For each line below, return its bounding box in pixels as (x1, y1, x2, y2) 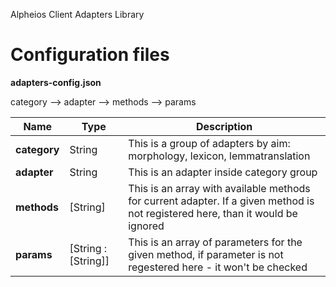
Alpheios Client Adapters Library (10, 9, 145, 20)
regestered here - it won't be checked (128, 260, 308, 274)
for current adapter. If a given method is (128, 194, 315, 208)
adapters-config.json (10, 76, 102, 88)
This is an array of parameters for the (128, 235, 303, 249)
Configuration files (10, 44, 170, 66)
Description (195, 119, 253, 133)
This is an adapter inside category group (128, 165, 318, 179)
